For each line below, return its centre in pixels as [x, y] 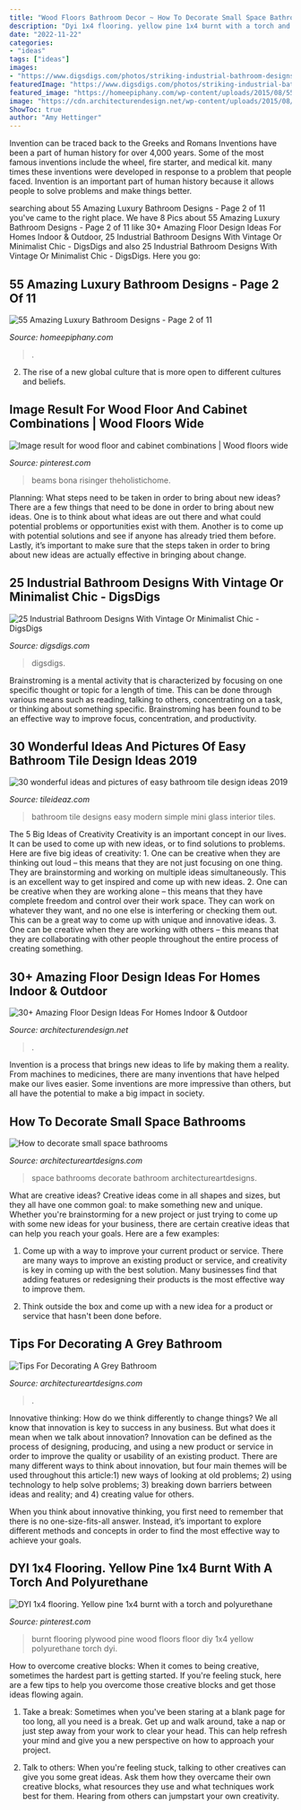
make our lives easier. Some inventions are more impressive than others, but [150, 1084]
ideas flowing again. [46, 1694]
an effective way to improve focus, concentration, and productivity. [133, 718]
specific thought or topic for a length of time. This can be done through [141, 690]
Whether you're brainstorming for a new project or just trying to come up [144, 1214]
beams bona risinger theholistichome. [101, 480]
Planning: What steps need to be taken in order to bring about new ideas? [145, 497]
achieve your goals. [46, 1540]
